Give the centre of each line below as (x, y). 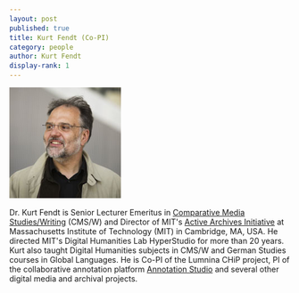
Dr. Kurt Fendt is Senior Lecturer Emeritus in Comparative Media (127, 212)
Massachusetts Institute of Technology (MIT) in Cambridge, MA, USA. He (144, 231)
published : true (39, 28)
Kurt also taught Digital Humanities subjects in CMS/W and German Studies (148, 250)
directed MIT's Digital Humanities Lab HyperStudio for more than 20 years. (147, 241)
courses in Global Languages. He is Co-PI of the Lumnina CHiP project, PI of (149, 260)
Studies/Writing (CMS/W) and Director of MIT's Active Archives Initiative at (147, 222)
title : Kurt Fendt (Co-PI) (59, 37)
